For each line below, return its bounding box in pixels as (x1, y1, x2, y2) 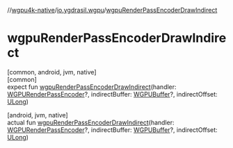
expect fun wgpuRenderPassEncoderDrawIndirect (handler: (7, 83, 177, 91)
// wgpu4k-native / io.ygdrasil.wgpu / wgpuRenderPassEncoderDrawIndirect (7, 6, 218, 14)
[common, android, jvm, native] (7, 67, 97, 76)
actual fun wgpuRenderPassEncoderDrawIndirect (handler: (7, 118, 175, 126)
